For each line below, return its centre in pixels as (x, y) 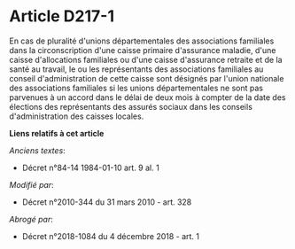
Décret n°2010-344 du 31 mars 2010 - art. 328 (107, 202)
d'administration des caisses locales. (77, 116)
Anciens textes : (38, 150)
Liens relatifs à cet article (57, 133)
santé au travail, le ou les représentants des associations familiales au (136, 69)
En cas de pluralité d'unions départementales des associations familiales (142, 41)
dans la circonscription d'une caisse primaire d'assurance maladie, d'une (143, 50)
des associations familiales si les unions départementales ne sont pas (136, 88)
